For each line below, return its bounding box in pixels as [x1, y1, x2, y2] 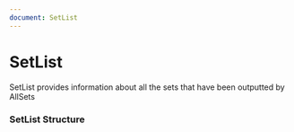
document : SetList [9, 13, 78, 22]
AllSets [9, 91, 36, 101]
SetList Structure [9, 113, 85, 126]
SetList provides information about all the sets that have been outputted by [9, 82, 285, 92]
